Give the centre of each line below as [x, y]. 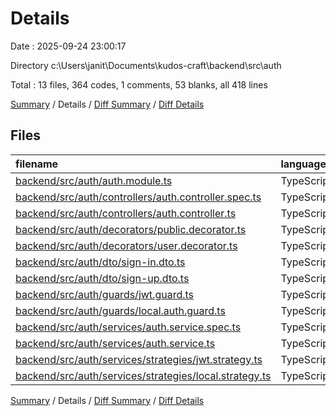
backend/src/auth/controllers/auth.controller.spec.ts [138, 197]
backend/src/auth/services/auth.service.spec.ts [128, 327]
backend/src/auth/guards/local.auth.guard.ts [120, 310]
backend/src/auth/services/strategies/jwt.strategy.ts [139, 359]
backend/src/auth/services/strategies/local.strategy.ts [143, 375]
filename [37, 164]
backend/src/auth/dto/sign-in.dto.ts [100, 262]
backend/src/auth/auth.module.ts [94, 180]
